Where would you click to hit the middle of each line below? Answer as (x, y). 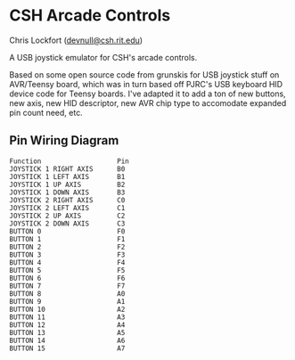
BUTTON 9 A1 (67, 301)
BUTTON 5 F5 (67, 270)
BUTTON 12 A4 (67, 325)
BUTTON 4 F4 (67, 262)
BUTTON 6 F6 (67, 278)
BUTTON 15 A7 (67, 348)
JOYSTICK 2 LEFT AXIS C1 (67, 208)
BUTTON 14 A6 (67, 340)
